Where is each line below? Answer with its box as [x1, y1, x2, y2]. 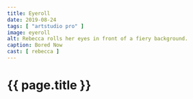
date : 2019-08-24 [7, 16, 57, 23]
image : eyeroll [7, 29, 51, 36]
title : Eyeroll [7, 10, 51, 17]
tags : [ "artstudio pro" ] [7, 23, 84, 29]
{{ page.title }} [7, 78, 92, 93]
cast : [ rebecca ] [7, 48, 60, 55]
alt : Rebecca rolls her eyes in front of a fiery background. [7, 36, 188, 42]
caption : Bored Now [7, 42, 63, 48]
